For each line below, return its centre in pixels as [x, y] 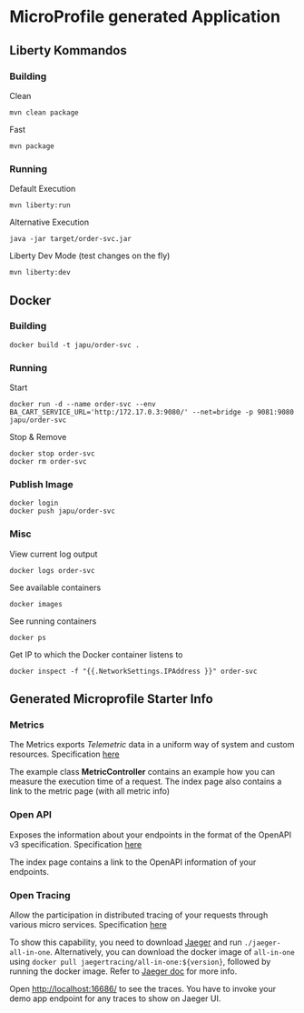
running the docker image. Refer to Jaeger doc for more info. [123, 971]
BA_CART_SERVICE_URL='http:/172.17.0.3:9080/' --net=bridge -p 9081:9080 [152, 412]
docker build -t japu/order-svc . [75, 345]
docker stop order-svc [52, 454]
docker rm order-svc [49, 462]
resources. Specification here [64, 754]
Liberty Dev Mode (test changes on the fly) [90, 256]
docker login [34, 503]
